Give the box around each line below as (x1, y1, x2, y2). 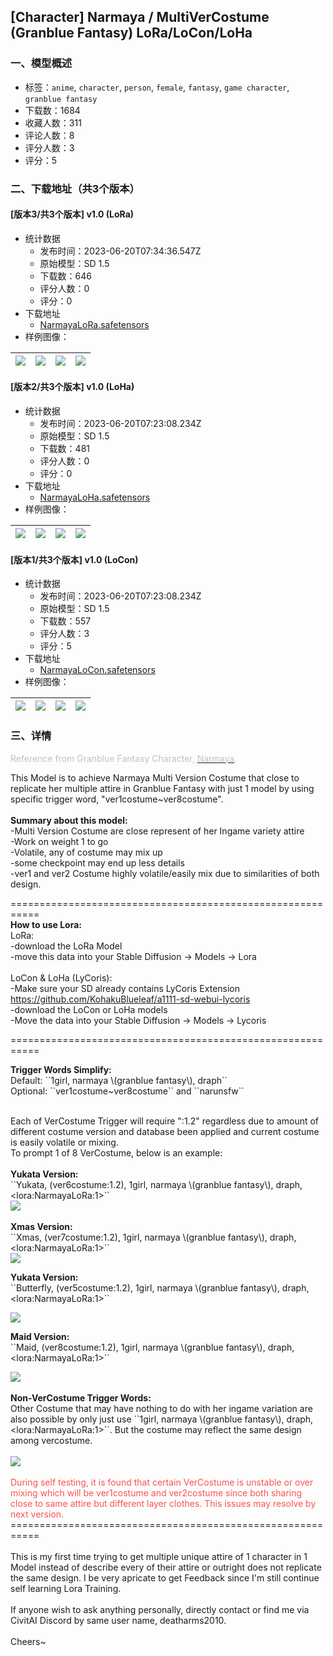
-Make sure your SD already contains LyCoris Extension (10, 982, 241, 994)
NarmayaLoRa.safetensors (39, 318, 150, 330)
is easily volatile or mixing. (10, 1136, 119, 1148)
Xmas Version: (10, 1220, 73, 1232)
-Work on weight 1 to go (10, 835, 109, 847)
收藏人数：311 (24, 116, 82, 129)
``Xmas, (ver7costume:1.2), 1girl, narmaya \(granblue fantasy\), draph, (10, 1231, 297, 1243)
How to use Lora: (10, 918, 82, 930)
